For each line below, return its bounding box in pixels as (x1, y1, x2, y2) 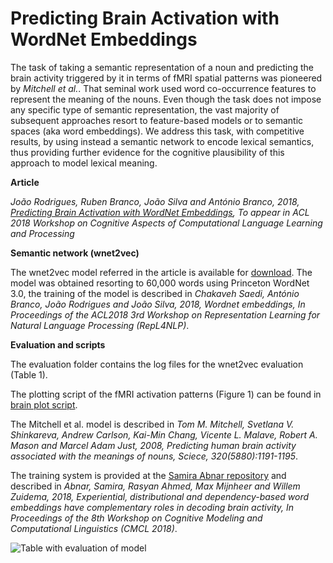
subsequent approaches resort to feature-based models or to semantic (10, 114, 304, 126)
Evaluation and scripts (10, 338, 106, 351)
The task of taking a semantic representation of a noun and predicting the (10, 61, 314, 73)
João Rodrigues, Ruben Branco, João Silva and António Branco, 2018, (10, 195, 300, 207)
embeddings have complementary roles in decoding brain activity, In (10, 501, 295, 513)
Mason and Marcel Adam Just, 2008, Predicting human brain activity (10, 439, 297, 451)
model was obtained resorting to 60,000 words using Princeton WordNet (10, 277, 310, 289)
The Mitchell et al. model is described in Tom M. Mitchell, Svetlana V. (10, 418, 295, 430)
